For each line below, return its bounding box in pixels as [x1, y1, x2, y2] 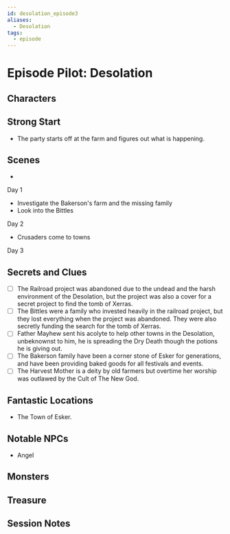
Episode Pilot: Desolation [7, 65, 153, 81]
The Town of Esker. [16, 413, 72, 421]
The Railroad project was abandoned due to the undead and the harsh [16, 285, 216, 293]
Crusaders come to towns [16, 233, 91, 242]
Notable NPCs [7, 433, 69, 445]
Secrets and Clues [7, 266, 87, 278]
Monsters [7, 471, 49, 482]
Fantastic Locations [7, 394, 94, 406]
